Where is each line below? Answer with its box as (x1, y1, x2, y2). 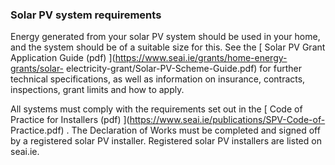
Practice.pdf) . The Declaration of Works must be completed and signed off (10, 124, 321, 137)
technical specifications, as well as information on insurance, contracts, (10, 73, 306, 85)
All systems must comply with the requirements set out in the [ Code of (10, 103, 303, 115)
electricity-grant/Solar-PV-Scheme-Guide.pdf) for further (66, 63, 302, 75)
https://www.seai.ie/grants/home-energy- (114, 52, 288, 64)
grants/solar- (10, 63, 65, 75)
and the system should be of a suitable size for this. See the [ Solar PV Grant (10, 41, 326, 53)
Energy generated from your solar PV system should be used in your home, (10, 31, 321, 43)
